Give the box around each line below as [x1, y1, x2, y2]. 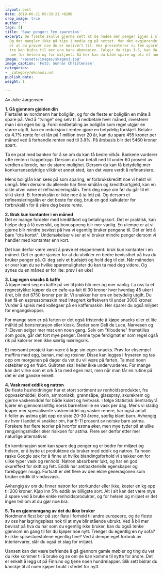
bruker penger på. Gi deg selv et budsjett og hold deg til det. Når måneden [5, 257, 154, 263]
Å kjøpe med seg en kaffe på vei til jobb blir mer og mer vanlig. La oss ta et [5, 281, 154, 287]
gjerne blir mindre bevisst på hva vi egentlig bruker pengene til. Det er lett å [5, 227, 156, 233]
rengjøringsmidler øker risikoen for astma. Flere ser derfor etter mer [5, 428, 141, 434]
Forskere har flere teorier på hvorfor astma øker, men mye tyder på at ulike [5, 423, 154, 429]
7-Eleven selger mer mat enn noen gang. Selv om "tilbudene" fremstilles [5, 327, 149, 333]
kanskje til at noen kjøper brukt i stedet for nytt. [5, 563, 100, 569]
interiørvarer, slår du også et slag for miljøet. [5, 539, 94, 544]
